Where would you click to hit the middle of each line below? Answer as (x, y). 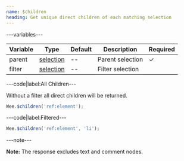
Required (162, 49)
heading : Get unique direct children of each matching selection (89, 17)
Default (81, 49)
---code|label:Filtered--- (36, 118)
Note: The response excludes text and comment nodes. (74, 152)
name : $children (26, 12)
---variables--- (25, 34)
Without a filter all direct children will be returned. (67, 95)
